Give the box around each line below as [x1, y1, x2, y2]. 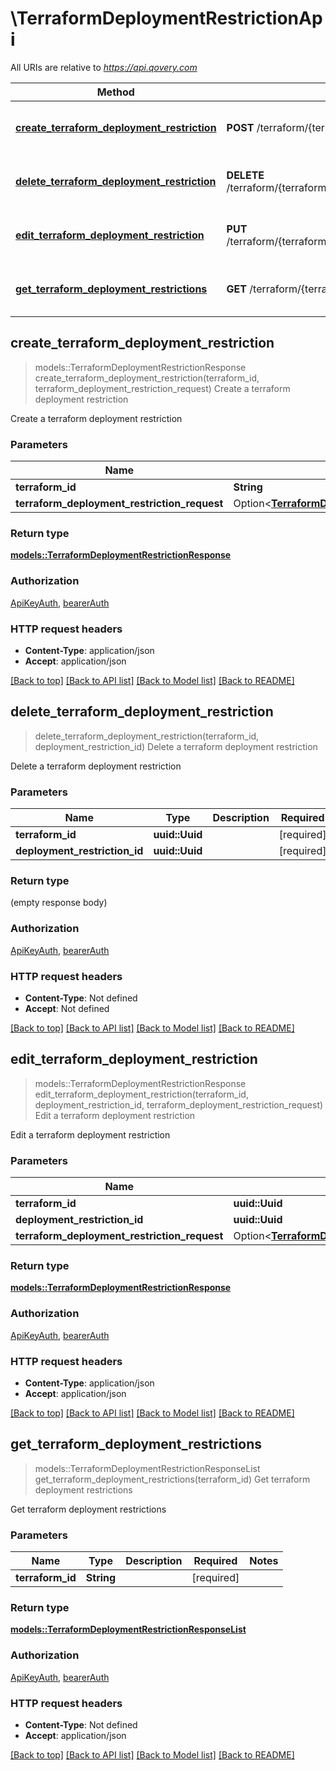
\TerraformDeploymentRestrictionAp [10, 7, 323, 30]
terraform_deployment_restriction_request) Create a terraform [34, 382, 291, 394]
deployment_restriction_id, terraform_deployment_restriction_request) [34, 1098, 324, 1111]
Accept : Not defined [24, 1002, 110, 1014]
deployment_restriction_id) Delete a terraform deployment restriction [34, 740, 318, 752]
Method [96, 85, 135, 99]
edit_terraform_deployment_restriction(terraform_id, [34, 1088, 249, 1100]
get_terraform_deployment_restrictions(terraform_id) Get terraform [34, 1473, 311, 1485]
